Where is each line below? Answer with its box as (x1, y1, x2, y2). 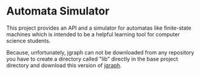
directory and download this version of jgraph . (6, 62, 122, 69)
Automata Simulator (6, 4, 110, 18)
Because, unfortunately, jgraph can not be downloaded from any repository (6, 48, 195, 56)
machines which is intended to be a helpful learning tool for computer (6, 30, 180, 37)
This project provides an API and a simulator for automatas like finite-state (6, 24, 192, 31)
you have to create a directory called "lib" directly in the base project (6, 55, 178, 62)
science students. (6, 37, 51, 44)
